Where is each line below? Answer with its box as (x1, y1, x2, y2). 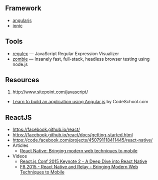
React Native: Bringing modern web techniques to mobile (19, 148, 137, 154)
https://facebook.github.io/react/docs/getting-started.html (12, 132, 133, 138)
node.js (12, 61, 28, 67)
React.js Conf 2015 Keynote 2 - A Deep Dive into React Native (19, 158, 147, 164)
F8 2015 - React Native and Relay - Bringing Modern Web (19, 164, 138, 170)
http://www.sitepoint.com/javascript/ (12, 89, 88, 95)
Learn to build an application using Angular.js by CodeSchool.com (12, 99, 148, 105)
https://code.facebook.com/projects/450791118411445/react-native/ (12, 137, 153, 143)
